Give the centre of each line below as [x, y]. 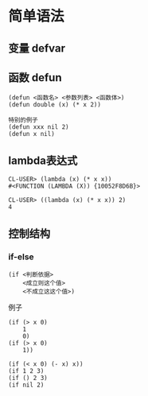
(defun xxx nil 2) [39, 127]
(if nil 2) [26, 385]
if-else [21, 257]
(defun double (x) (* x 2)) [55, 105]
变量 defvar [37, 48]
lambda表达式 [43, 160]
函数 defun [35, 78]
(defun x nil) [32, 134]
